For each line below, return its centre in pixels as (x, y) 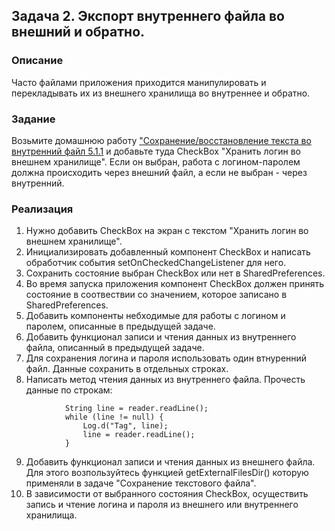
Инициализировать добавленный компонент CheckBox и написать (168, 252)
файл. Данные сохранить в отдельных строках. (127, 369)
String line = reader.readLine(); (136, 409)
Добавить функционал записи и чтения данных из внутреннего (161, 337)
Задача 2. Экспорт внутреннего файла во (148, 16)
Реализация (42, 209)
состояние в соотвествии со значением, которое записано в (156, 295)
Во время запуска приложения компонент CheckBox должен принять (174, 284)
